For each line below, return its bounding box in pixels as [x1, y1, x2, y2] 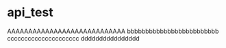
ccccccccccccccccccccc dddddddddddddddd [7, 34, 140, 42]
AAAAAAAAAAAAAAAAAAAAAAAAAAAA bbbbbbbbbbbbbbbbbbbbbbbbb [7, 27, 219, 35]
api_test [7, 5, 53, 20]
